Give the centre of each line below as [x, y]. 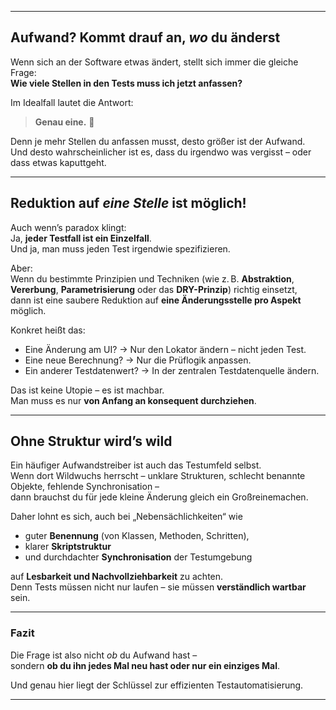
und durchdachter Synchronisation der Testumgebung [138, 557]
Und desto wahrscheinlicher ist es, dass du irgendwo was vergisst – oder [161, 152]
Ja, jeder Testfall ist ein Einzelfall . [81, 238]
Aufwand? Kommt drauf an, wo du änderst [145, 37]
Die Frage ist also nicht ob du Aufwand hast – [104, 655]
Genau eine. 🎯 [64, 122]
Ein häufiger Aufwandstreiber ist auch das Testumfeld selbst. [136, 465]
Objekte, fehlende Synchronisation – [85, 487]
